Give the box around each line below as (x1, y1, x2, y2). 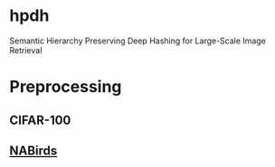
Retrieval (9, 44, 43, 55)
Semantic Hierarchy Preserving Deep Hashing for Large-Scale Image (9, 35, 267, 46)
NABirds (9, 143, 58, 158)
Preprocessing (9, 77, 122, 97)
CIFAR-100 (9, 112, 71, 127)
